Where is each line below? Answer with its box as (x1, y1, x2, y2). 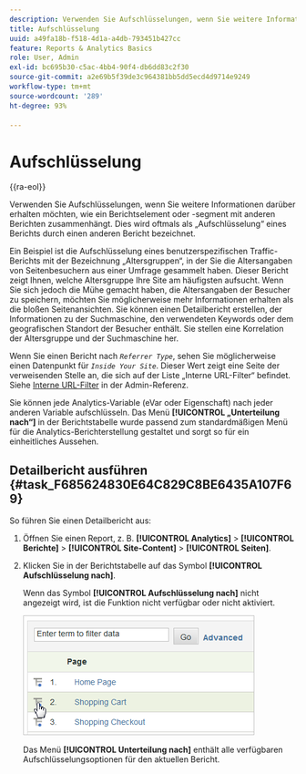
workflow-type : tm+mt (9, 82, 92, 91)
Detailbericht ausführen (9, 462, 148, 478)
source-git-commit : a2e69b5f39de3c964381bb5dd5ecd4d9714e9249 (9, 73, 250, 82)
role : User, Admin (9, 53, 79, 63)
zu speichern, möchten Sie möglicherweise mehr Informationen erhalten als (9, 294, 294, 305)
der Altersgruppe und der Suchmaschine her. (9, 333, 179, 344)
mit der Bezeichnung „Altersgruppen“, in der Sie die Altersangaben (42, 255, 293, 266)
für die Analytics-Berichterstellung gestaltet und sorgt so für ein (9, 427, 250, 438)
